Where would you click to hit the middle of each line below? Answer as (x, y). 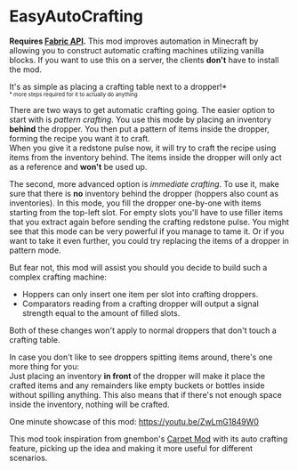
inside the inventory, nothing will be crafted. (90, 404)
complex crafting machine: (58, 277)
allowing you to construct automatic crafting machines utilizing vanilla (137, 50)
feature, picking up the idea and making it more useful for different (131, 448)
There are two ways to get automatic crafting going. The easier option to (142, 109)
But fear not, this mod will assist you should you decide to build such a (138, 267)
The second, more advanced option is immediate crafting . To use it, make (145, 183)
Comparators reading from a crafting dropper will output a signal (141, 304)
